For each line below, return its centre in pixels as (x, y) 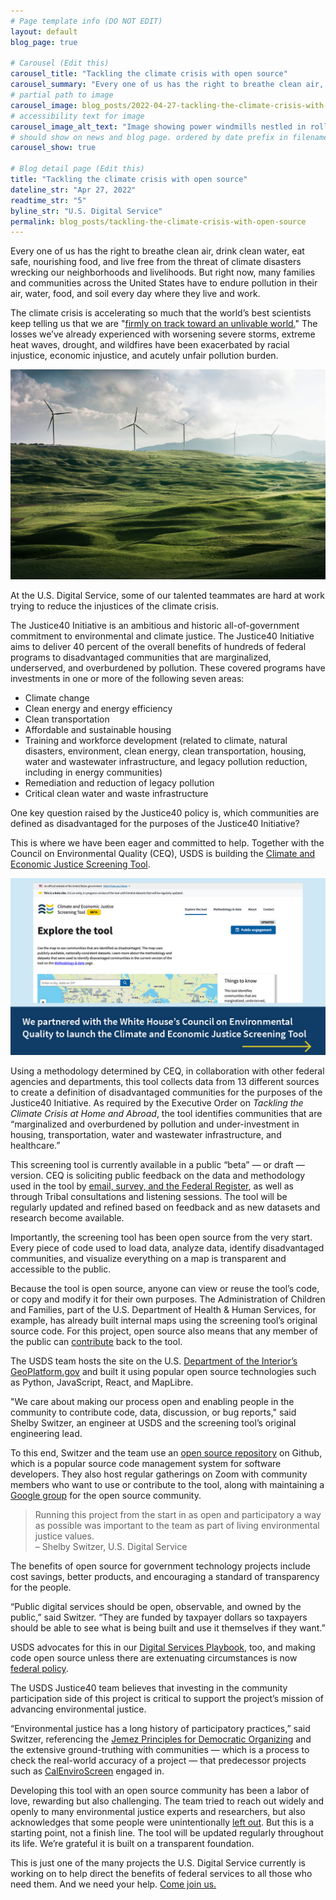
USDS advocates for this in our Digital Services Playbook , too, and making (163, 1647)
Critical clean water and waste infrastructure (116, 793)
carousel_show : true (53, 148)
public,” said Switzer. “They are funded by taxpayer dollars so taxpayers (159, 1617)
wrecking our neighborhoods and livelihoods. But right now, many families (163, 272)
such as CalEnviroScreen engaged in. (87, 1771)
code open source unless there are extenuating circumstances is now (154, 1658)
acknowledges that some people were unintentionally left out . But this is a (162, 1822)
